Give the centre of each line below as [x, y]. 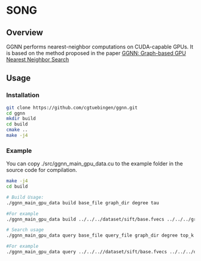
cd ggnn [16, 113]
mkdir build [21, 119]
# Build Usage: [25, 197]
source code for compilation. [42, 170]
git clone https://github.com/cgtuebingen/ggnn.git [72, 108]
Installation [23, 95]
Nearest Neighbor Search [38, 59]
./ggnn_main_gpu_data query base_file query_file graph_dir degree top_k [100, 236]
